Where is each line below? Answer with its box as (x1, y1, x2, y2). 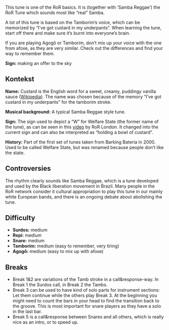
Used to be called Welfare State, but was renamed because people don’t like (5, 144, 164, 150)
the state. (5, 150, 25, 156)
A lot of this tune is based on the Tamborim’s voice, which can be (5, 20, 140, 25)
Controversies (5, 164, 51, 173)
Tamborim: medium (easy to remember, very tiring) (12, 243, 120, 249)
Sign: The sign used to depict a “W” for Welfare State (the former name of (5, 118, 159, 124)
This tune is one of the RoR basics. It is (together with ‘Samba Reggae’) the (5, 5, 160, 10)
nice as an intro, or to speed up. (12, 319, 79, 325)
